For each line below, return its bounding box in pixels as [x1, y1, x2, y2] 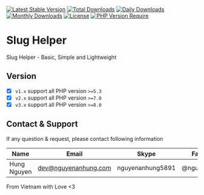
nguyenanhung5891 [117, 163, 176, 172]
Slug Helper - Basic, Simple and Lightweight [6, 53, 117, 61]
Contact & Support [6, 119, 78, 129]
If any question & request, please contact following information [6, 135, 163, 142]
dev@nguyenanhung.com [37, 163, 111, 172]
